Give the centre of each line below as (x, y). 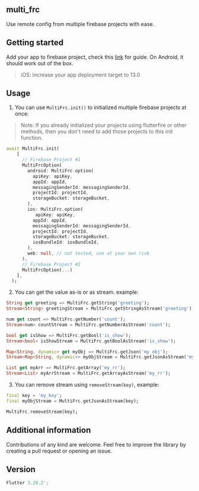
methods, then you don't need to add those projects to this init (97, 131)
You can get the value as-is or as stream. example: (77, 292)
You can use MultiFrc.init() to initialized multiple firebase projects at (100, 107)
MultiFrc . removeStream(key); (42, 412)
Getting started (35, 43)
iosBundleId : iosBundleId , (66, 242)
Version (21, 469)
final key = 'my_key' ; (34, 396)
